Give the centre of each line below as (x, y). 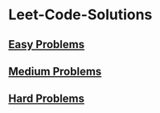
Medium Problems (55, 71)
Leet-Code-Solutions (80, 15)
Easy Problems (47, 44)
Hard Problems (47, 99)
